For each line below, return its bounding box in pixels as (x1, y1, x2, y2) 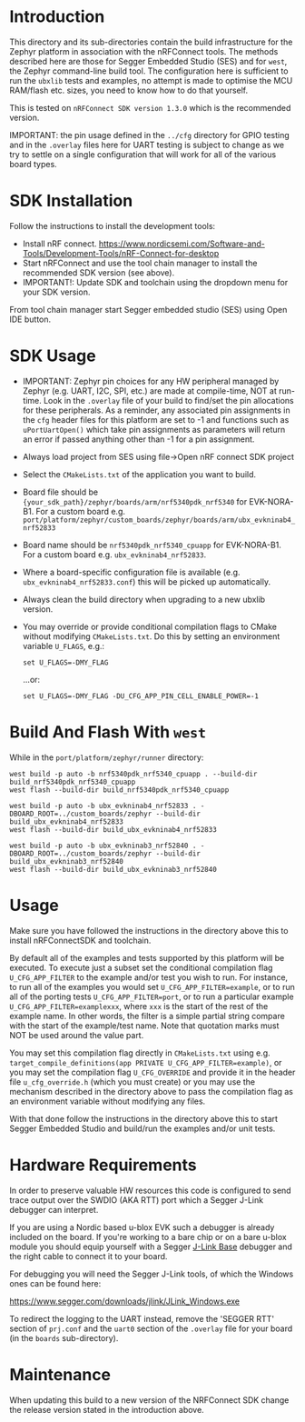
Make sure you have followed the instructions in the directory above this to (9, 925, 289, 936)
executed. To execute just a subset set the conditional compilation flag (9, 962, 273, 973)
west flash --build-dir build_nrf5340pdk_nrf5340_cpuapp (9, 785, 230, 795)
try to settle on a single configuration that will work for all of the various (9, 148, 277, 160)
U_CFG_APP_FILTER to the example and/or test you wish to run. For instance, (9, 971, 289, 983)
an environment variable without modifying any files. (9, 1096, 206, 1107)
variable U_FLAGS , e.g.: (22, 640, 105, 651)
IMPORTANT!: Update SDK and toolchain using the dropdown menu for (22, 276, 289, 287)
